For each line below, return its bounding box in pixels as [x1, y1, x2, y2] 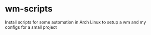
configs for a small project [5, 24, 57, 30]
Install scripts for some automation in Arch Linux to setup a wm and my [5, 19, 146, 25]
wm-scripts [5, 3, 53, 14]
